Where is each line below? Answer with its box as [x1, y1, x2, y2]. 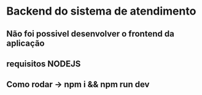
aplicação [6, 38, 45, 48]
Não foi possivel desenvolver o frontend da [6, 29, 175, 39]
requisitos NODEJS [6, 58, 81, 69]
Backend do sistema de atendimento [6, 4, 196, 18]
